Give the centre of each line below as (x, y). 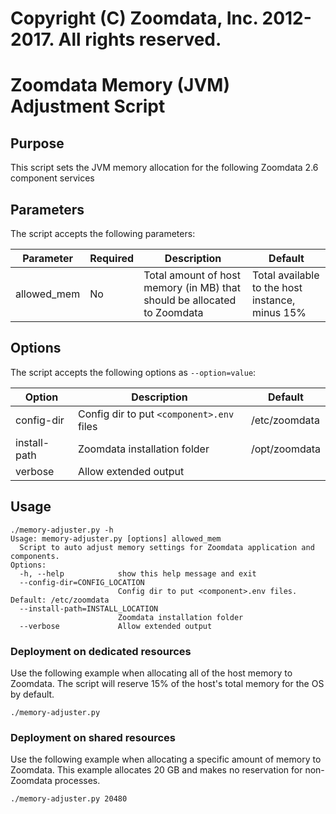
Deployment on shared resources (93, 737)
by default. (32, 694)
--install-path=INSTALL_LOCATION (89, 608)
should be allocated (190, 300)
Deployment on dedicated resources (101, 651)
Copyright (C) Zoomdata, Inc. (134, 18)
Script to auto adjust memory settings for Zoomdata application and (167, 547)
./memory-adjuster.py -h (62, 530)
